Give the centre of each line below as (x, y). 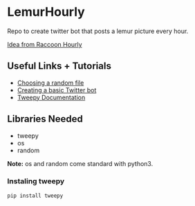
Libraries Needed (45, 119)
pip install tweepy (35, 196)
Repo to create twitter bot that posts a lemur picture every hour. (98, 31)
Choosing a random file (50, 83)
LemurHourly (46, 12)
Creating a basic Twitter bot (57, 90)
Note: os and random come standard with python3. (80, 163)
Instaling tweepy (36, 181)
